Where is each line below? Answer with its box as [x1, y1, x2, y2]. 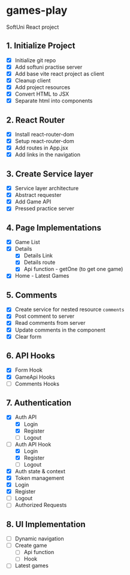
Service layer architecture [14, 185, 79, 192]
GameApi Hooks [14, 373, 55, 381]
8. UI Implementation [6, 519, 86, 530]
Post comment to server [14, 312, 75, 320]
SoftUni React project [6, 23, 59, 31]
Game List [14, 239, 40, 246]
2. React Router [6, 115, 65, 125]
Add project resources [14, 84, 71, 90]
